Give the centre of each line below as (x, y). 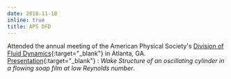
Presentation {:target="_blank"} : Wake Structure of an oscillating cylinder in (116, 61)
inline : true (26, 20)
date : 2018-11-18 (32, 14)
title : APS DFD (29, 26)
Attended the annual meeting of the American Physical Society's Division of (115, 46)
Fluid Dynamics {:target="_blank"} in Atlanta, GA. (77, 53)
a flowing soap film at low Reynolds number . (71, 68)
